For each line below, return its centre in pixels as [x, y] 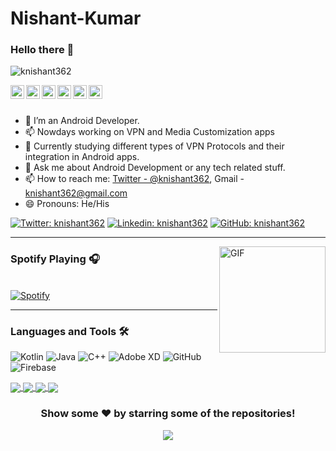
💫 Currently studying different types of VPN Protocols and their [154, 146]
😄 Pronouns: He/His [67, 204]
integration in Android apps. [82, 157]
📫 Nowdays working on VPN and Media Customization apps [149, 132]
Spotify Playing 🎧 [55, 259]
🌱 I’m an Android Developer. [82, 121]
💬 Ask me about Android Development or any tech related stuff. [155, 168]
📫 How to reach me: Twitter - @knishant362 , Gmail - [134, 179]
